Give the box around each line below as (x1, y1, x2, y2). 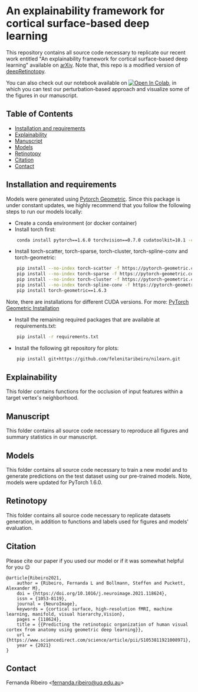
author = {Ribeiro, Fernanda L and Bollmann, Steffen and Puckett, (16, 580, 186, 586)
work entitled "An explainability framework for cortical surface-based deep (6, 55, 188, 62)
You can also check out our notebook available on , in (6, 79, 177, 86)
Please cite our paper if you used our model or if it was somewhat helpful (6, 557, 184, 564)
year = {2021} (16, 642, 51, 648)
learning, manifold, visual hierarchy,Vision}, (6, 611, 126, 617)
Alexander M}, (6, 585, 41, 591)
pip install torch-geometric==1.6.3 (16, 287, 107, 294)
